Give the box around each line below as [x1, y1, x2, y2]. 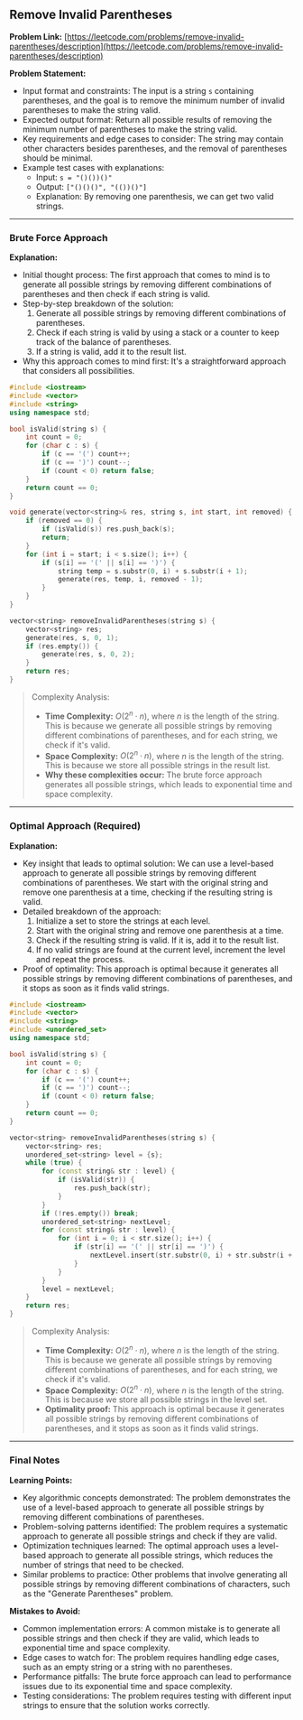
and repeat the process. [35, 953, 125, 964]
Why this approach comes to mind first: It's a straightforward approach [22, 356, 287, 367]
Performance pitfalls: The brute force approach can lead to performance [22, 1670, 292, 1682]
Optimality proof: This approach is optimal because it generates [44, 1404, 285, 1415]
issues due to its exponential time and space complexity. [22, 1680, 233, 1691]
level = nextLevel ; [41, 1284, 115, 1294]
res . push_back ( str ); [73, 1184, 151, 1193]
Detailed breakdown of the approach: [22, 906, 161, 916]
